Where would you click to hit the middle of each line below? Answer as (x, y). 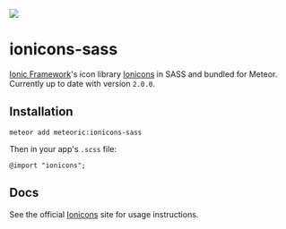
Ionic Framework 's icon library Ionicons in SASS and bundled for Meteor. (143, 74)
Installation (41, 112)
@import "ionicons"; (48, 165)
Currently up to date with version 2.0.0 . (82, 83)
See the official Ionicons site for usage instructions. (104, 214)
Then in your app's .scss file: (63, 148)
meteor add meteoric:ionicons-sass (76, 132)
